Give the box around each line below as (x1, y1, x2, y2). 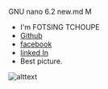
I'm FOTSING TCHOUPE (19, 22, 100, 31)
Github (19, 31, 43, 40)
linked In (19, 48, 48, 57)
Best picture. (19, 56, 63, 66)
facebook (19, 39, 52, 49)
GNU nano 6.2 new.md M (8, 7, 92, 16)
